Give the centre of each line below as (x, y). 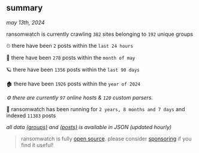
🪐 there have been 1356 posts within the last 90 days (73, 69)
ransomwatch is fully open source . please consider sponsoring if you (106, 139)
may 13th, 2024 (25, 22)
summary (25, 8)
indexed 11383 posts (31, 115)
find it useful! (37, 145)
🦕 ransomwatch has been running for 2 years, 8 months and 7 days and (96, 109)
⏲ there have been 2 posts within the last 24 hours (70, 45)
